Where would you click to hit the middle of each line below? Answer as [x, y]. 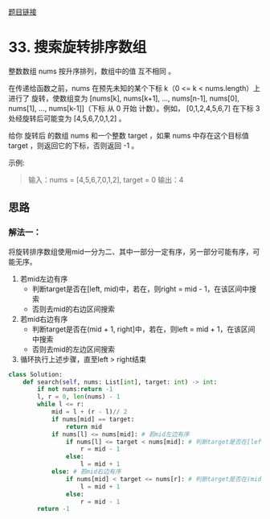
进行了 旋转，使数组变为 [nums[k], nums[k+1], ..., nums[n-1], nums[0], [124, 98]
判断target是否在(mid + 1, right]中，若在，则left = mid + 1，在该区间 [143, 329]
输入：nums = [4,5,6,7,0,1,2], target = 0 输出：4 [106, 179]
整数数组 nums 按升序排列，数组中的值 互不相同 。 [92, 71]
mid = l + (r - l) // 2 [89, 412]
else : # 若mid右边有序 [86, 472]
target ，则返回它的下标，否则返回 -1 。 [74, 145]
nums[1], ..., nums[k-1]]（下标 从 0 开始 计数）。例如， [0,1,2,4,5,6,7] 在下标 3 [134, 108]
